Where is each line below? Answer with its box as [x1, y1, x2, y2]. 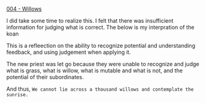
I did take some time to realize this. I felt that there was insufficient [6, 17, 174, 24]
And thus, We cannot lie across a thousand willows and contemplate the [6, 85, 194, 93]
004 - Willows [6, 6, 42, 12]
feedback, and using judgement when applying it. [6, 48, 132, 56]
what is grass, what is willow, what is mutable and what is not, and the [6, 67, 183, 74]
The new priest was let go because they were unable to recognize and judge [6, 61, 199, 67]
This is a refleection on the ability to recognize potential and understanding [6, 42, 196, 49]
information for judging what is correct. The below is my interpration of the [6, 24, 195, 31]
